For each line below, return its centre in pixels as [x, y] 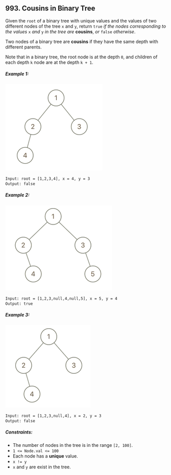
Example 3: [17, 315]
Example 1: [17, 74]
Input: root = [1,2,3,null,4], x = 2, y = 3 [53, 416]
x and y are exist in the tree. [42, 467]
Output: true [19, 304]
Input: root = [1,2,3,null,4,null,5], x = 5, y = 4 [61, 299]
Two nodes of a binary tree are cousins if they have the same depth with [82, 41]
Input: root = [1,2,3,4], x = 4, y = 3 [48, 178]
